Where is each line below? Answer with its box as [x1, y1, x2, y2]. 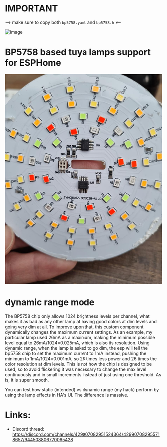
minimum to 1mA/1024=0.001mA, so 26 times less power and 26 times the [5, 355, 157, 362]
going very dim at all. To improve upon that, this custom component [5, 324, 144, 330]
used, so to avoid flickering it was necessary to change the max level [5, 366, 147, 372]
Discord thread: [12, 426, 45, 432]
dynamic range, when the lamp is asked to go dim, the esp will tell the [5, 345, 148, 351]
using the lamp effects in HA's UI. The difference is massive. [5, 392, 128, 398]
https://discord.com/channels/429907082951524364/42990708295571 [12, 431, 160, 437]
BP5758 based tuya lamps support [5, 47, 151, 58]
